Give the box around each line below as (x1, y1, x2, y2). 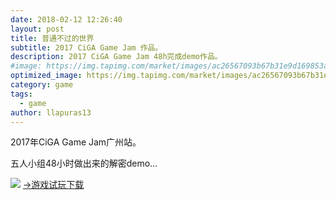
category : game (10, 80, 74, 90)
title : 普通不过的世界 (10, 33, 95, 43)
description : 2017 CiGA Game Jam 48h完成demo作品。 (10, 52, 223, 62)
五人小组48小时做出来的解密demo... (10, 157, 158, 170)
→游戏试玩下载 (22, 179, 85, 191)
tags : (10, 89, 33, 99)
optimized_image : (10, 71, 83, 81)
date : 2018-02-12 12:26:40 (10, 14, 123, 25)
